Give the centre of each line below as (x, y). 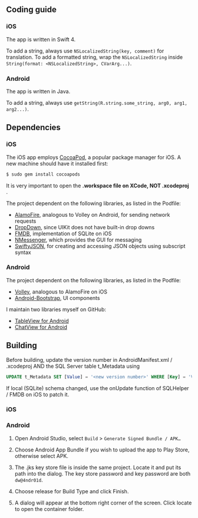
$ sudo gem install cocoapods (43, 174)
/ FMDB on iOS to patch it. (38, 394)
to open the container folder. (49, 509)
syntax (23, 252)
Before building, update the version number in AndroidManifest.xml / (89, 359)
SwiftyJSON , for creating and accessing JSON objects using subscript (100, 246)
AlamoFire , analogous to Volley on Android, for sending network (92, 215)
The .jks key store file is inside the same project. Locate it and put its (98, 467)
